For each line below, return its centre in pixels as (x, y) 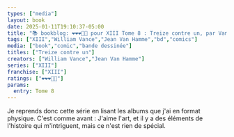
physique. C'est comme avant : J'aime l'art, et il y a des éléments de (105, 118)
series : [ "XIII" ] (32, 65)
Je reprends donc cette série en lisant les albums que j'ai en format (104, 111)
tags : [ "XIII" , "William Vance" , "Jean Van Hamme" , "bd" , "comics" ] (102, 40)
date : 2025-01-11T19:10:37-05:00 (56, 26)
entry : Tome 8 (34, 91)
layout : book (26, 20)
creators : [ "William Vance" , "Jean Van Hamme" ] (76, 59)
